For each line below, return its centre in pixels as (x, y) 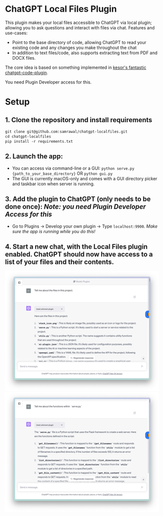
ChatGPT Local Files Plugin (61, 9)
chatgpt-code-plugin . (27, 72)
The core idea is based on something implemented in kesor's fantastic (76, 67)
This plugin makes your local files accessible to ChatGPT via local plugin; (79, 22)
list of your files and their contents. (60, 262)
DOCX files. (24, 58)
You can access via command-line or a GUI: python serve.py (73, 168)
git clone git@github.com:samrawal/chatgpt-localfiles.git (66, 131)
